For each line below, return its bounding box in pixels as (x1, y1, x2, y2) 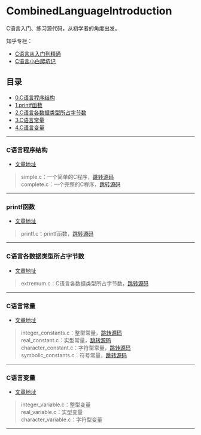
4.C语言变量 (14, 124, 45, 131)
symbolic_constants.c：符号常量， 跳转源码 (20, 351, 127, 358)
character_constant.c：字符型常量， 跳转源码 (20, 344, 131, 351)
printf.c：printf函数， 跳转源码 (20, 230, 94, 238)
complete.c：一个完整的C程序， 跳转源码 (20, 181, 121, 188)
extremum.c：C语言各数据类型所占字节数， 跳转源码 (20, 279, 149, 287)
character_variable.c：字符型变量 (20, 416, 103, 423)
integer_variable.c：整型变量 (20, 401, 91, 408)
